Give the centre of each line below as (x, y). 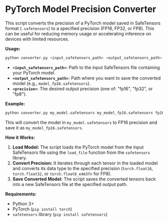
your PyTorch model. (34, 72)
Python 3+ (23, 203)
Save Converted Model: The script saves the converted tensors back (84, 179)
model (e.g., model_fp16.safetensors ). (51, 83)
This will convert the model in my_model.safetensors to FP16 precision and (81, 122)
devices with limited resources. (37, 39)
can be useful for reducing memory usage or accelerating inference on (78, 33)
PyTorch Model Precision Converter (81, 9)
